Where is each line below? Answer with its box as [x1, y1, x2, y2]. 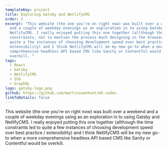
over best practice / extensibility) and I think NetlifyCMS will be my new [5, 130, 152, 136]
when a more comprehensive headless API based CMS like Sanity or [10, 135, 151, 141]
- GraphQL [9, 81, 30, 86]
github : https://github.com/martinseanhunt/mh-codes [5, 90, 117, 95]
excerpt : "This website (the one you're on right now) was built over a [5, 21, 159, 26]
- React [9, 63, 26, 68]
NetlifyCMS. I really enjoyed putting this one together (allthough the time [5, 119, 154, 125]
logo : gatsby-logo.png [5, 85, 52, 91]
